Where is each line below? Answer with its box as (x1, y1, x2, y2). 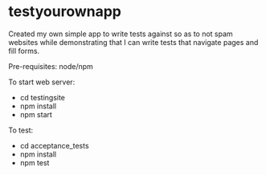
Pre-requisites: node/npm (8, 61, 94, 71)
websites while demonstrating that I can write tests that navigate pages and (8, 37, 259, 47)
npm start (19, 109, 52, 119)
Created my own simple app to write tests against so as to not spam (8, 29, 233, 39)
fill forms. (8, 46, 40, 55)
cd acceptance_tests (19, 140, 90, 150)
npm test (19, 157, 50, 167)
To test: (8, 125, 34, 135)
